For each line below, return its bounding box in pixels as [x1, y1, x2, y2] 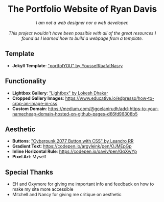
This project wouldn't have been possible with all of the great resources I [8, 30, 156, 36]
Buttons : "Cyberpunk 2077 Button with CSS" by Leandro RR [12, 138, 134, 144]
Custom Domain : [12, 106, 47, 112]
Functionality [5, 77, 47, 86]
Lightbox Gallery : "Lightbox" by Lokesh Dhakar [12, 90, 109, 96]
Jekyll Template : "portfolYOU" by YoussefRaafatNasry [12, 62, 123, 68]
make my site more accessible [12, 186, 73, 192]
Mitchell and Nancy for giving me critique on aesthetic [12, 192, 121, 198]
